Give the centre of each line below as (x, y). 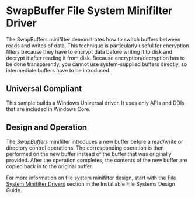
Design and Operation (47, 128)
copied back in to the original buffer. (50, 166)
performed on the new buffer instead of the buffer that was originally (89, 154)
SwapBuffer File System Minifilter (89, 11)
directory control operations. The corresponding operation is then (85, 148)
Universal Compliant (44, 89)
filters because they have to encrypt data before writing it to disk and (89, 51)
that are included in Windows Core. (48, 109)
